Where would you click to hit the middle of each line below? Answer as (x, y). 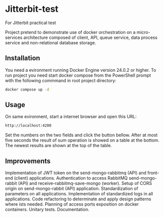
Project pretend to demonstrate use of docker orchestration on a (70, 32)
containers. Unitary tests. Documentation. (47, 210)
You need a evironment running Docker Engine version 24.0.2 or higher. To (81, 70)
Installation (23, 58)
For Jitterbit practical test (31, 23)
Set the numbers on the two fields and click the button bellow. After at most (82, 135)
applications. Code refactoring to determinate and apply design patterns (78, 199)
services (14, 37)
